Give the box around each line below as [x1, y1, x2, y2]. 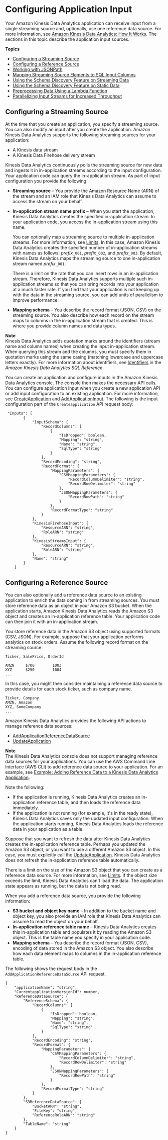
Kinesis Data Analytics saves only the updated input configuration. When [12, 815, 163, 821]
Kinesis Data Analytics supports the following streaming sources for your [5, 132, 156, 138]
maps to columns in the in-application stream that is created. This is [12, 317, 153, 323]
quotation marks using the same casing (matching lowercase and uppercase [5, 354, 163, 360]
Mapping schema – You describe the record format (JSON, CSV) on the [12, 307, 161, 313]
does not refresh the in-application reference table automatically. [5, 857, 139, 863]
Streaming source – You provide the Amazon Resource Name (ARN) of [12, 188, 159, 194]
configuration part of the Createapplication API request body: [5, 401, 134, 407]
